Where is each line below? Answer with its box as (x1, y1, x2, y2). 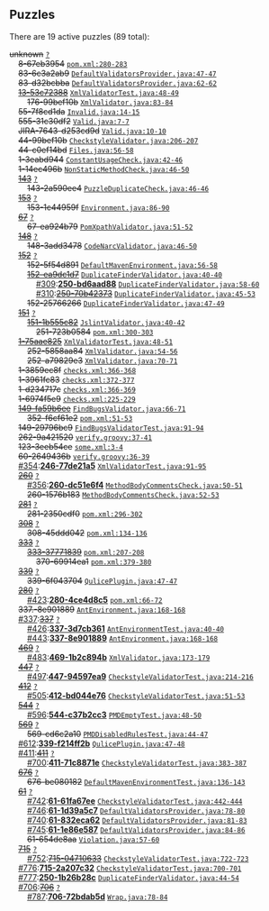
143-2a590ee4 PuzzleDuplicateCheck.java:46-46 (26, 182, 210, 193)
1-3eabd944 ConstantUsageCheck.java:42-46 (17, 153, 183, 165)
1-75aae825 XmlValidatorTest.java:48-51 (17, 335, 174, 346)
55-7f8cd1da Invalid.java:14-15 (17, 105, 140, 116)
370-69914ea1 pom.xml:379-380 (35, 556, 152, 567)
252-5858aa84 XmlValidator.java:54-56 (26, 345, 178, 356)
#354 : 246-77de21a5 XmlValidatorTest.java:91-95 (17, 460, 207, 471)
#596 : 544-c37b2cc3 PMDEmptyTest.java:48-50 (26, 709, 202, 720)
